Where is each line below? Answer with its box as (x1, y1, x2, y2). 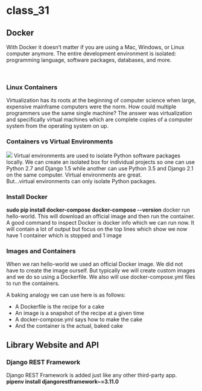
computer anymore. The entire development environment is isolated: (6, 50, 177, 57)
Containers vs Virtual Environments (6, 137, 113, 146)
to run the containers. (6, 280, 60, 287)
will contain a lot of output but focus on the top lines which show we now (6, 225, 188, 233)
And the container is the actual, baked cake (14, 322, 124, 330)
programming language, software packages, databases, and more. (6, 57, 172, 63)
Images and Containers (6, 246, 77, 255)
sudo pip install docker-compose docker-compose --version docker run (6, 206, 191, 213)
